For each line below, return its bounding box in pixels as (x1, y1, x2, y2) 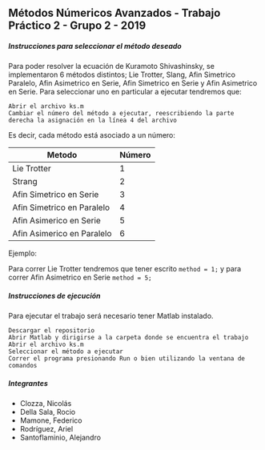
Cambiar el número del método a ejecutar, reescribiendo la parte (8, 110, 235, 118)
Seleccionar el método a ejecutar (8, 348, 124, 356)
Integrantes (8, 378, 48, 388)
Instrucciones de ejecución (8, 291, 102, 300)
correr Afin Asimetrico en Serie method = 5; (8, 272, 152, 283)
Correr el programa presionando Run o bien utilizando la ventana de (8, 355, 246, 363)
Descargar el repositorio (8, 327, 94, 335)
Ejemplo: (8, 248, 38, 259)
